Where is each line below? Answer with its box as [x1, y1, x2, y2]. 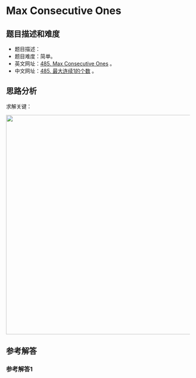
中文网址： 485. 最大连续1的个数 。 [14, 67, 97, 74]
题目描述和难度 [6, 29, 60, 39]
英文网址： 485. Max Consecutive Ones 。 [14, 60, 116, 67]
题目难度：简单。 [14, 53, 56, 60]
